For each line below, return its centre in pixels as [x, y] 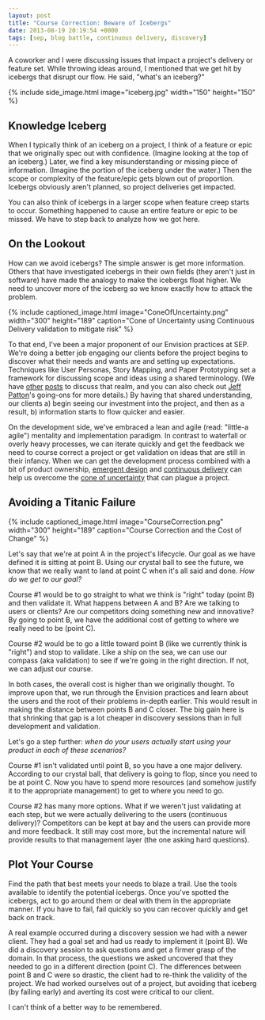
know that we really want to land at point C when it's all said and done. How [131, 571]
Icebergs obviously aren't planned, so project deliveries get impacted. [122, 187]
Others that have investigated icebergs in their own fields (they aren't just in [132, 271]
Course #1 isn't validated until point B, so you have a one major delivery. [125, 765]
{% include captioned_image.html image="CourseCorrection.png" [116, 521]
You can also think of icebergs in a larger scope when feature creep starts [129, 202]
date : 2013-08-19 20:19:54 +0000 [63, 30]
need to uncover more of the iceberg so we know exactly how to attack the [131, 288]
